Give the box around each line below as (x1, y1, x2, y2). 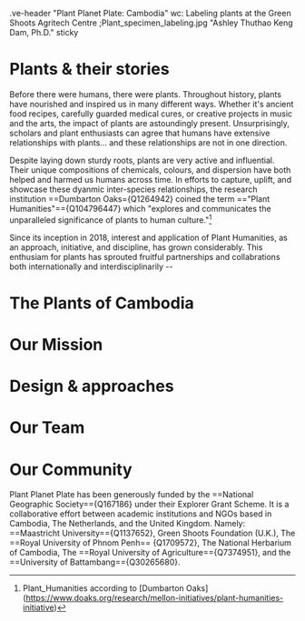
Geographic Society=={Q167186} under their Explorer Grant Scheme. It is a (9, 499, 290, 510)
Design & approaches (9, 376, 174, 396)
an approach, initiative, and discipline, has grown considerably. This (9, 241, 263, 253)
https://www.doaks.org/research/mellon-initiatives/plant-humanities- (25, 593, 284, 604)
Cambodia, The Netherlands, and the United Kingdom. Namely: (9, 518, 246, 529)
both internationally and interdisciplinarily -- (9, 261, 173, 272)
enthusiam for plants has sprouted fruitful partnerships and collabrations (9, 251, 280, 262)
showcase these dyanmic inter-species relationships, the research (9, 184, 258, 195)
